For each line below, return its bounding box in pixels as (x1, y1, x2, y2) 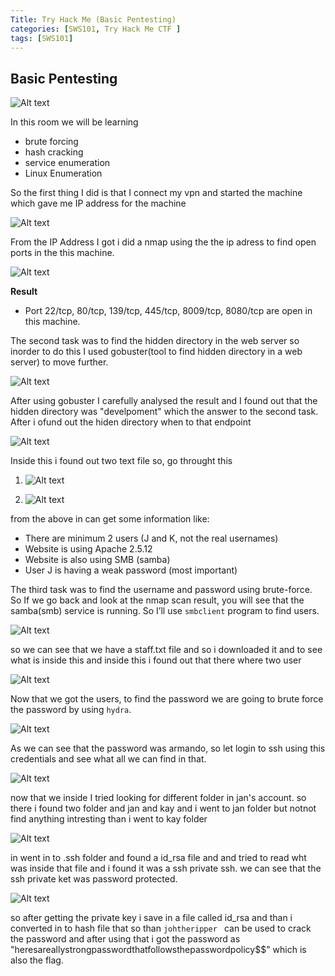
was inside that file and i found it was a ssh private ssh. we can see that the (10, 862, 322, 875)
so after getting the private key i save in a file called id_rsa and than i (10, 912, 293, 924)
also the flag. (10, 954, 64, 966)
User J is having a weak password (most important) (24, 564, 238, 576)
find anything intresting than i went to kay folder (10, 813, 208, 825)
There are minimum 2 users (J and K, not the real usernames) (24, 532, 279, 545)
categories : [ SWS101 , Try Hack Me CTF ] (10, 24, 182, 34)
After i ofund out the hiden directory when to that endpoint (10, 416, 252, 428)
